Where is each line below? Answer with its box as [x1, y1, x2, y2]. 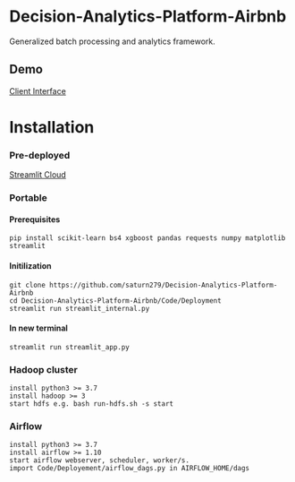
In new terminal [9, 323, 69, 333]
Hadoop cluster [9, 363, 78, 375]
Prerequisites [9, 213, 61, 225]
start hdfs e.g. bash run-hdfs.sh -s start [9, 400, 174, 409]
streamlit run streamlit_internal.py [9, 304, 150, 313]
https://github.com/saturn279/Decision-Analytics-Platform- [48, 280, 278, 289]
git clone [9, 280, 46, 289]
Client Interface [9, 85, 67, 96]
